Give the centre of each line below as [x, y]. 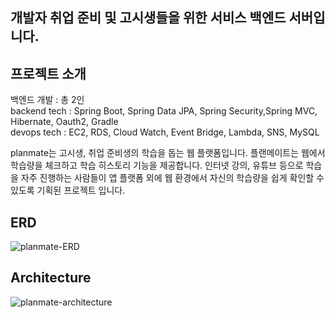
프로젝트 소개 [48, 73]
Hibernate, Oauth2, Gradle [64, 122]
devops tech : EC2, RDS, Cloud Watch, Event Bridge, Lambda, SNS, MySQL [165, 132]
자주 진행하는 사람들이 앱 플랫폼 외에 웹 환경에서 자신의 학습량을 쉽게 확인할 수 [172, 178]
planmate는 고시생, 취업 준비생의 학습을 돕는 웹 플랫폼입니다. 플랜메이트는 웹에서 [168, 153]
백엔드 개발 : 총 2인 [47, 100]
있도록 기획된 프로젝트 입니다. [68, 190]
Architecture [51, 278]
